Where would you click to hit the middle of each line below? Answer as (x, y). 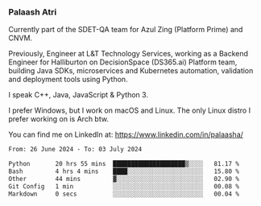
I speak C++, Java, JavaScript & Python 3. (79, 95)
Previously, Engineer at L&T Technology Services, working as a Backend (128, 54)
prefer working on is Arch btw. (58, 119)
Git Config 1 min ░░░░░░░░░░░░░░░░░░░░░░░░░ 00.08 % (124, 186)
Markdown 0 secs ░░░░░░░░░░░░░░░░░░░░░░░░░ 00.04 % (124, 194)
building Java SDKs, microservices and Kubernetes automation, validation (131, 71)
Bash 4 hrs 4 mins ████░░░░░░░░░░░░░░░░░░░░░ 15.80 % (124, 171)
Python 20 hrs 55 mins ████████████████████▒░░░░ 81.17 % (124, 164)
